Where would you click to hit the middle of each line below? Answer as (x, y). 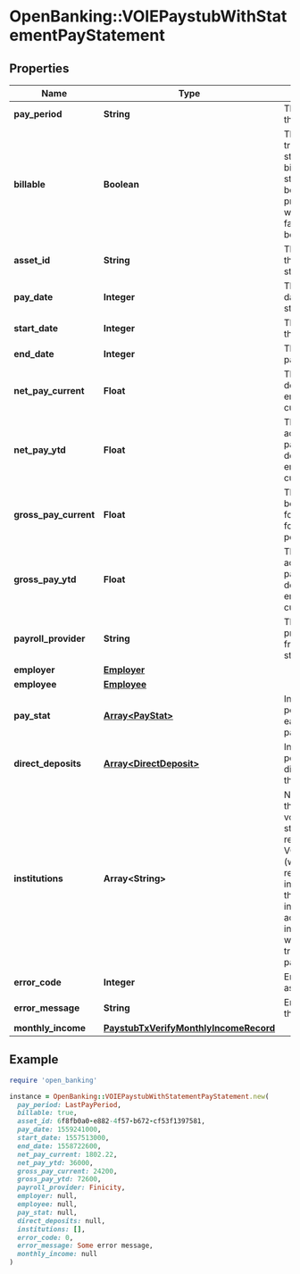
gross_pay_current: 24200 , (67, 1171)
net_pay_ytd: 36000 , (55, 1162)
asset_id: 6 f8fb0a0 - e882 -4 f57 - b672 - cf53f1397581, (111, 1121)
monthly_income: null (58, 1254)
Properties (39, 68)
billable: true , (47, 1113)
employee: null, (47, 1204)
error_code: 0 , (46, 1237)
